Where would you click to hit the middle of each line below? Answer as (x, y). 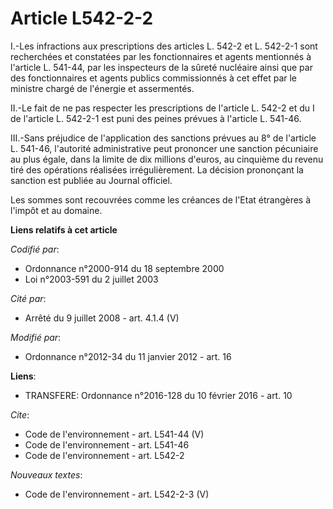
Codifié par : (35, 249)
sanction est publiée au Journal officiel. (91, 180)
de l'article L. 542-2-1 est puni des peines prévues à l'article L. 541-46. (156, 118)
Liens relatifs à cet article (64, 229)
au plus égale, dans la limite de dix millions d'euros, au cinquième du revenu (167, 159)
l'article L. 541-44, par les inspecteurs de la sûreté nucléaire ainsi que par (161, 67)
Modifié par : (36, 337)
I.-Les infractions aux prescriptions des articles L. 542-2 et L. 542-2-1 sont (164, 46)
